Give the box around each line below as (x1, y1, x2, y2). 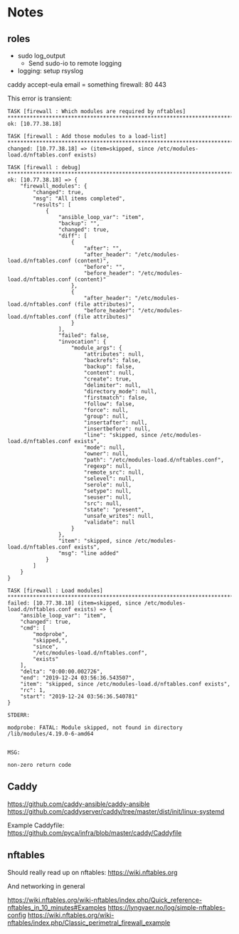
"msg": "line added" (58, 550, 119, 557)
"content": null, (83, 369, 135, 376)
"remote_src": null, (83, 469, 144, 476)
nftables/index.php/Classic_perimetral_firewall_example (7, 918, 171, 927)
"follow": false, (83, 400, 135, 408)
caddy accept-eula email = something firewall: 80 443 (7, 80, 167, 89)
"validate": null (83, 519, 135, 526)
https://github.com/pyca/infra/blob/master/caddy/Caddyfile (7, 828, 182, 837)
